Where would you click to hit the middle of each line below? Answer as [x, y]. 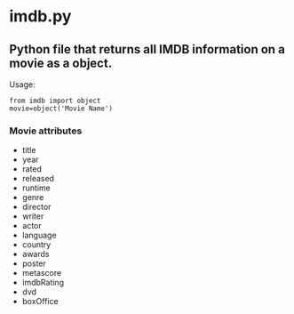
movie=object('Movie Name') [61, 109]
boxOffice [40, 302]
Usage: [22, 85]
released [38, 179]
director [36, 207]
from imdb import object [55, 101]
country [36, 245]
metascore [42, 273]
